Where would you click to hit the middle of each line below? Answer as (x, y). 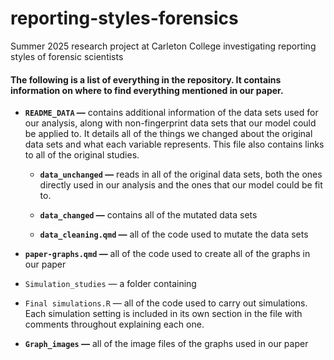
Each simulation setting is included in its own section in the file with (163, 314)
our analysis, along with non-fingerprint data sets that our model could (170, 123)
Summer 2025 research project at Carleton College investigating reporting (163, 46)
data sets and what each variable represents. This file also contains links (174, 144)
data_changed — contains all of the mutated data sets (148, 215)
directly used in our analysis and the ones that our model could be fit (181, 185)
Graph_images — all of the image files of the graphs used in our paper (166, 344)
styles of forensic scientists (67, 56)
